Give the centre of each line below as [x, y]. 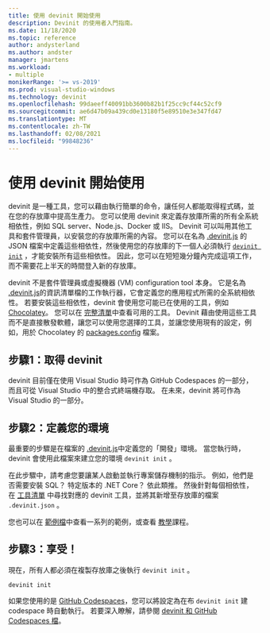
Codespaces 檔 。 [37, 620]
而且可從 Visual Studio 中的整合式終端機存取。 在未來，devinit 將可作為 [124, 391]
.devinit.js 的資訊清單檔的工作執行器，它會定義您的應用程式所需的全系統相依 [132, 293]
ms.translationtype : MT [48, 119]
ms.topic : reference [42, 38]
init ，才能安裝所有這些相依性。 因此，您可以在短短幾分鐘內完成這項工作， [132, 256]
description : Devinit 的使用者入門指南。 [72, 23]
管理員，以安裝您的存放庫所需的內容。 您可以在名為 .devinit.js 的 [141, 236]
